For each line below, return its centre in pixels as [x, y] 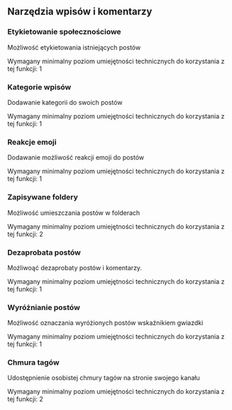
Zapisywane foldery [43, 197]
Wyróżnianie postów [44, 307]
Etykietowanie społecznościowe [65, 32]
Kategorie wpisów [39, 87]
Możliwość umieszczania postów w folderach [74, 213]
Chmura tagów [33, 362]
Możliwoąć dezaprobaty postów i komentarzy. [75, 267]
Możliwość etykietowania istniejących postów [74, 47]
